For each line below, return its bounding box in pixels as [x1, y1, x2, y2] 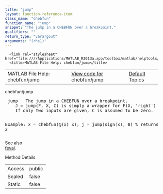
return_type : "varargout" [5, 34, 57, 39]
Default [128, 70, 146, 77]
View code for [71, 70, 103, 77]
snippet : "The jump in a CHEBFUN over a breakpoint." [5, 25, 116, 30]
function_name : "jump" [5, 20, 51, 26]
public [29, 165, 44, 172]
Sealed [7, 173, 23, 179]
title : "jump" [5, 7, 34, 12]
